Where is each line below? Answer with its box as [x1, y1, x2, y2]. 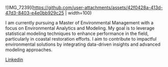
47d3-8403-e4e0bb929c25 [5, 10, 64, 16]
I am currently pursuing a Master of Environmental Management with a [5, 20, 154, 26]
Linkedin [5, 56, 23, 63]
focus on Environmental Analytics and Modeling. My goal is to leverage [5, 25, 155, 31]
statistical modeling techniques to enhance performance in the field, [5, 30, 149, 37]
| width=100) [65, 10, 92, 16]
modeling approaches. [5, 47, 53, 53]
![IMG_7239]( [5, 5, 33, 11]
